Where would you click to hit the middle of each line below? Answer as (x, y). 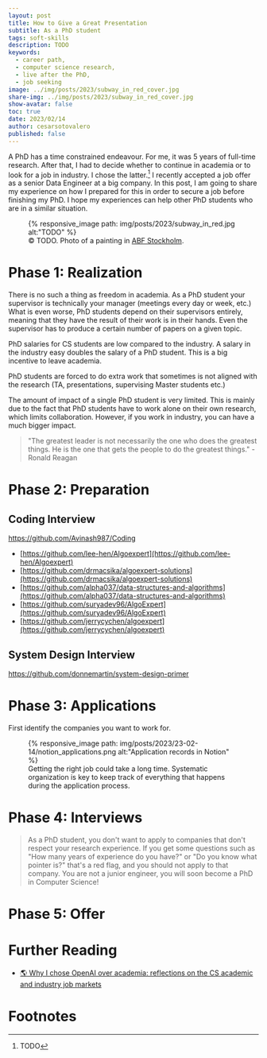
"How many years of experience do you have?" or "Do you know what (142, 856)
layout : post (30, 16)
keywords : (25, 52)
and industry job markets (60, 984)
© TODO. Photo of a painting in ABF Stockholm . (106, 241)
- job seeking (39, 82)
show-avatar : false (41, 104)
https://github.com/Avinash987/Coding (72, 538)
